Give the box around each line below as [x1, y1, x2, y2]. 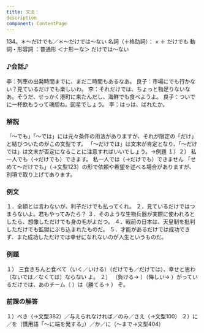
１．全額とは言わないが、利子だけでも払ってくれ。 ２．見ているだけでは [6, 203, 190, 210]
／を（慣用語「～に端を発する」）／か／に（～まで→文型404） [6, 320, 164, 327]
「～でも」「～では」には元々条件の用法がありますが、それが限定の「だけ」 [6, 132, 197, 140]
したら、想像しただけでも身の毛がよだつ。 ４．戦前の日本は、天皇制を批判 [6, 218, 195, 226]
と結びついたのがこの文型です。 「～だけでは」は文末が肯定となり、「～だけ [6, 140, 198, 147]
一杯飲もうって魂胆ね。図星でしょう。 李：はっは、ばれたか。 [11, 101, 168, 108]
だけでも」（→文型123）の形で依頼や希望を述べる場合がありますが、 [22, 163, 195, 170]
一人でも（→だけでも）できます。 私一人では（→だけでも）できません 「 [6, 155, 191, 163]
